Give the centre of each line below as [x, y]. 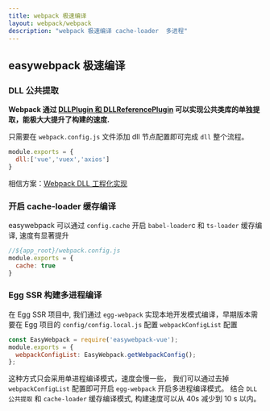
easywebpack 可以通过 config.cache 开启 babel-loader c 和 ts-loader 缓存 [132, 225]
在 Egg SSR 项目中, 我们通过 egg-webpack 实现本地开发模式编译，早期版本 [130, 314]
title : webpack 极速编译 [48, 16]
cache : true [36, 266]
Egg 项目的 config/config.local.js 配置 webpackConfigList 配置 [131, 324]
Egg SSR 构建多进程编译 [55, 295]
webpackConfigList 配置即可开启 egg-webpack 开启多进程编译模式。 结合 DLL [133, 388]
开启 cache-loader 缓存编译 [62, 206]
